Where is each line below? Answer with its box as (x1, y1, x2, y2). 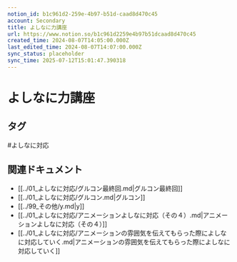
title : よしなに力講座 (7, 24, 68, 31)
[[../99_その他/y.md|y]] (17, 201, 85, 211)
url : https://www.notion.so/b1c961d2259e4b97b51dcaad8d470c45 (7, 30, 196, 38)
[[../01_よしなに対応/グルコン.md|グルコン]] (17, 193, 146, 201)
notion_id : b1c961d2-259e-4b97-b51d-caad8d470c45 (7, 10, 158, 18)
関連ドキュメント (7, 163, 83, 176)
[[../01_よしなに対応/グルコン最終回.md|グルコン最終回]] (17, 183, 183, 193)
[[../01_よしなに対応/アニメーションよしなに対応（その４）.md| (17, 211, 203, 219)
